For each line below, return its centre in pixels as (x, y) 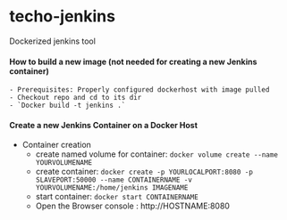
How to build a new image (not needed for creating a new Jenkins (133, 61)
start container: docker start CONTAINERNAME (117, 197)
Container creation (57, 145)
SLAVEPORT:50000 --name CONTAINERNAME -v (114, 180)
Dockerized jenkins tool (53, 41)
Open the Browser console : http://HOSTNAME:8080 (133, 206)
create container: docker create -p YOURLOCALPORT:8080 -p (144, 172)
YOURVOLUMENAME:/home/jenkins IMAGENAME (112, 188)
